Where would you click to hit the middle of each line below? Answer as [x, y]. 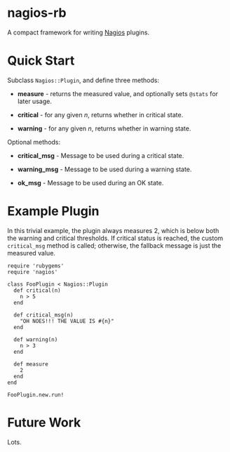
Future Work [44, 423]
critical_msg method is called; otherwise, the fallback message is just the [114, 245]
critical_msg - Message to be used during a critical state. [101, 155]
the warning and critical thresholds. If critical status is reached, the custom [115, 238]
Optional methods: [34, 142]
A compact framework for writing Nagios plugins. [78, 32]
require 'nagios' [33, 272]
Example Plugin [53, 211]
